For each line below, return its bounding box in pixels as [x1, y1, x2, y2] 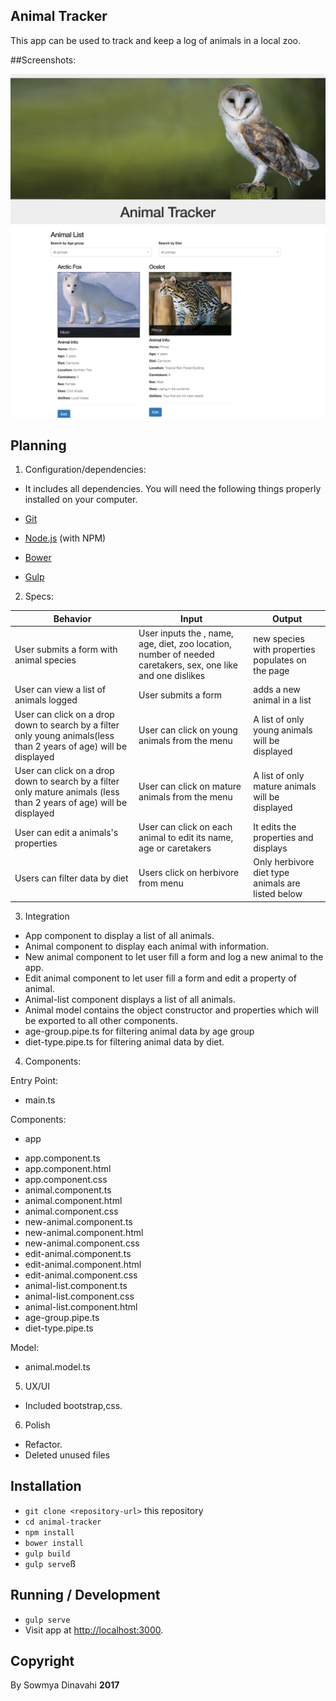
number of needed [138, 649, 215, 661]
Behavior [53, 612, 92, 624]
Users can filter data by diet [14, 872, 129, 884]
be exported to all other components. [24, 1014, 178, 1026]
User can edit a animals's [14, 826, 119, 838]
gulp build [24, 1549, 71, 1559]
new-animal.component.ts [24, 1215, 133, 1228]
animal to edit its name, [138, 832, 234, 844]
